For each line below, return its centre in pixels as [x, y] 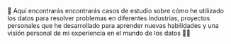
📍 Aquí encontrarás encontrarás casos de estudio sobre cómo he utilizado [116, 11]
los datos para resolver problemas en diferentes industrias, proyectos [109, 18]
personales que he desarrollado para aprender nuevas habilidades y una [113, 25]
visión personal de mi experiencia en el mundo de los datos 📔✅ [99, 33]
